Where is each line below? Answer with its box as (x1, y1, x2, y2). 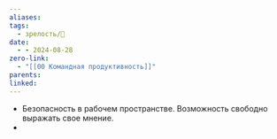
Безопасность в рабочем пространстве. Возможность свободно (21, 103, 268, 113)
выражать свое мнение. (21, 112, 114, 123)
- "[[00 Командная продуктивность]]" (17, 63, 157, 72)
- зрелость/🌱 (17, 29, 65, 38)
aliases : (9, 12, 42, 22)
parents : (9, 71, 42, 80)
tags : (9, 21, 29, 30)
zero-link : (9, 54, 50, 63)
